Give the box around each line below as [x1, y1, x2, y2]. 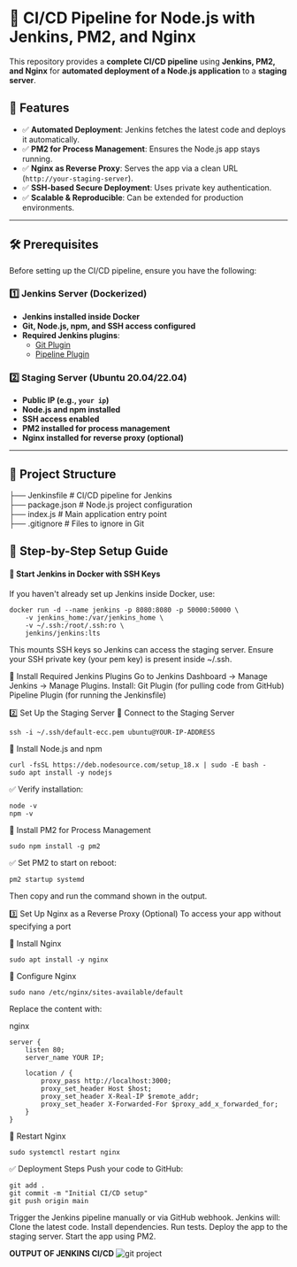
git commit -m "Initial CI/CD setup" [9, 1188, 148, 1198]
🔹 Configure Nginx [9, 970, 77, 981]
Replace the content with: [9, 1003, 103, 1014]
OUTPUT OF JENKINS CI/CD [9, 1248, 115, 1258]
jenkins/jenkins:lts [25, 629, 101, 637]
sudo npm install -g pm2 [9, 841, 101, 851]
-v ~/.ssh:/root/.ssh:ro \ [25, 621, 125, 630]
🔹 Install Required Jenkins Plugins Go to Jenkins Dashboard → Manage [9, 670, 268, 681]
